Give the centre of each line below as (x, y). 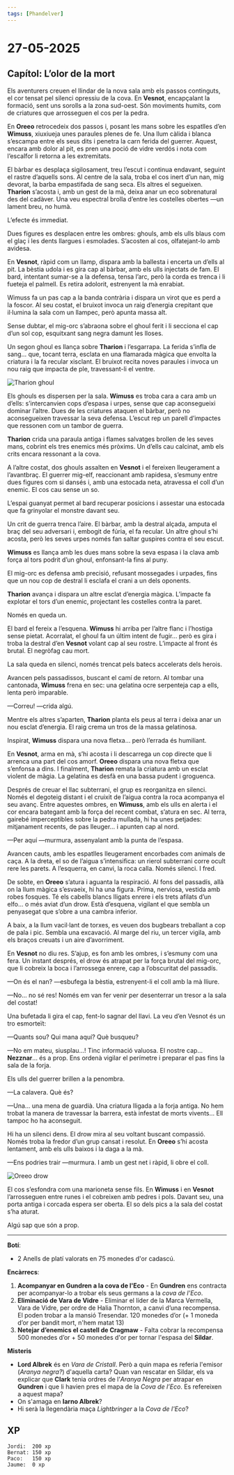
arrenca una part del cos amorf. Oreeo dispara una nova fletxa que (103, 761)
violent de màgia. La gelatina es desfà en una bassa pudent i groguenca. (111, 776)
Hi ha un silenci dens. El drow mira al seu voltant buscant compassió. (106, 1134)
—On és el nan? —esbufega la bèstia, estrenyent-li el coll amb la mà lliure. (114, 981)
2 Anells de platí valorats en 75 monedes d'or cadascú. (96, 1258)
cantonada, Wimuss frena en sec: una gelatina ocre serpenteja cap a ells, (113, 685)
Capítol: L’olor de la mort (61, 74)
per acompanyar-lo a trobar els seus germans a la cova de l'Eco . (110, 1292)
